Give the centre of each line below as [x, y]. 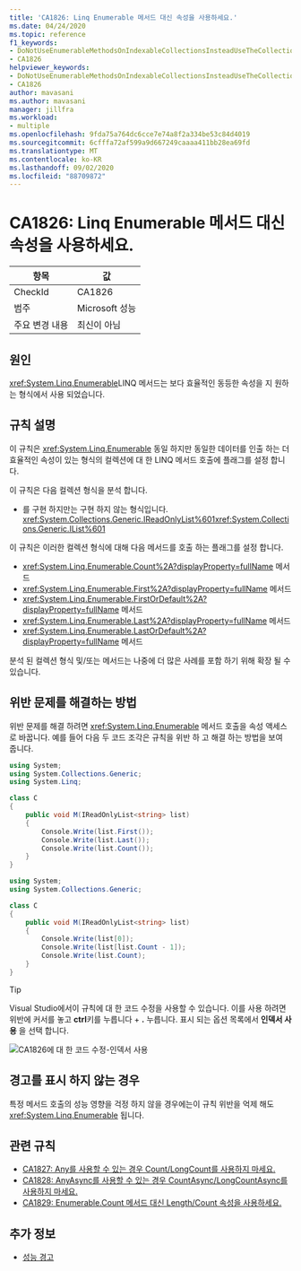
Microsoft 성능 [107, 309]
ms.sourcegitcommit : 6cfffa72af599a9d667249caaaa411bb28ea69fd [130, 143]
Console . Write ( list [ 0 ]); [88, 939]
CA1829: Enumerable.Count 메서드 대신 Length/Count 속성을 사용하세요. [152, 1203]
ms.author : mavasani [48, 101]
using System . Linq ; [46, 782]
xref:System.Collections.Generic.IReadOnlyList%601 [119, 519]
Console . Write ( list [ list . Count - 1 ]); [114, 947]
